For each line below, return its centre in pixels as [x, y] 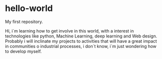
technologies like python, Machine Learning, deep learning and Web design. [81, 36]
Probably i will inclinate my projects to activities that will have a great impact [81, 41]
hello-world [29, 8]
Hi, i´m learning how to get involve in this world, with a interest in [70, 31]
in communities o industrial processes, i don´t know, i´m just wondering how [81, 46]
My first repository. [24, 22]
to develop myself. [24, 51]
